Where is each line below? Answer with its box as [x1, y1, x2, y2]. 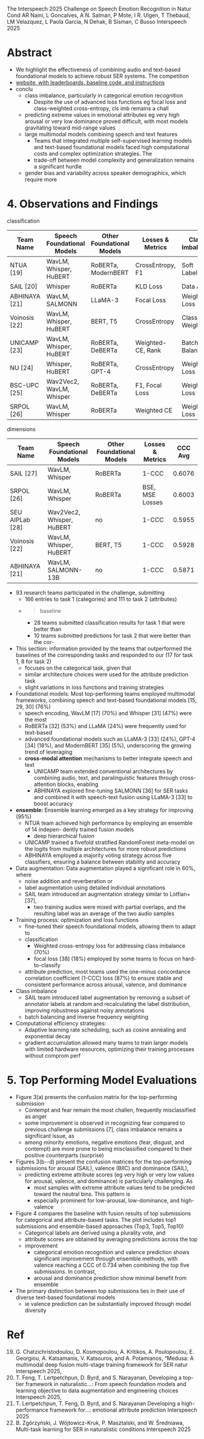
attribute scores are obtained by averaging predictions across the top [24, 1235, 198, 1243]
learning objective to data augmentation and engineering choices [15, 1387, 179, 1394]
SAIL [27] [10, 469, 38, 477]
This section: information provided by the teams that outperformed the [15, 645, 192, 652]
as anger [24, 1112, 47, 1120]
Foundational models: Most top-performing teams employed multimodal [15, 690, 196, 697]
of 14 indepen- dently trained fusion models [24, 825, 134, 833]
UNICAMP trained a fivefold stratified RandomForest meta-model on [24, 839, 195, 846]
